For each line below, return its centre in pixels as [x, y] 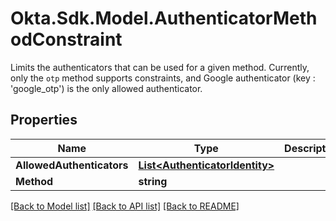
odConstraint [66, 39]
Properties [44, 120]
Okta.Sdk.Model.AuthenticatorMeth [164, 18]
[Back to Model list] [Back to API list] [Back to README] [125, 206]
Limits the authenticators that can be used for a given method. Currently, [160, 67]
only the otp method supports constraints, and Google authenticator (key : [163, 78]
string [153, 181]
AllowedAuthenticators [72, 165]
